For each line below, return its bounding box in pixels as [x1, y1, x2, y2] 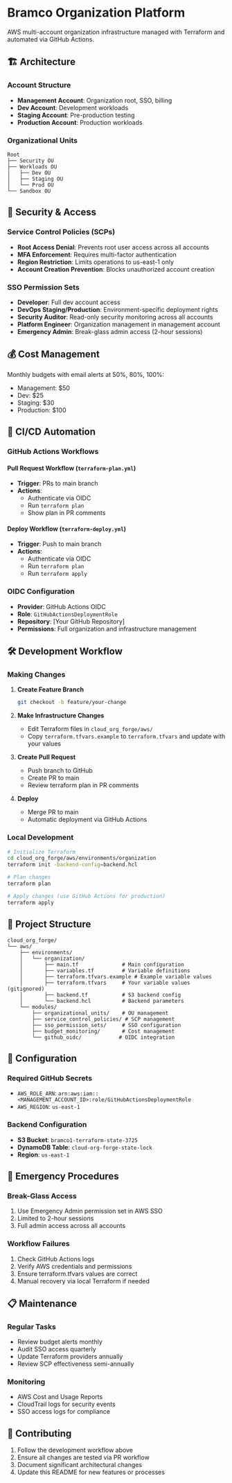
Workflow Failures [7, 1239, 71, 1249]
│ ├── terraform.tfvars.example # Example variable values [19, 973, 213, 980]
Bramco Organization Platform [7, 5, 186, 21]
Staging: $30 [17, 398, 55, 407]
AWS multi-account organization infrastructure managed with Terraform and [7, 28, 225, 36]
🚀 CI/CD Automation [7, 426, 96, 438]
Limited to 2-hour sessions [17, 1214, 94, 1222]
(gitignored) [7, 985, 45, 992]
